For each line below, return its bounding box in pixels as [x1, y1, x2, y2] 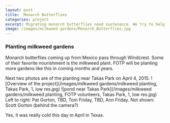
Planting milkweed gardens [5, 43, 74, 50]
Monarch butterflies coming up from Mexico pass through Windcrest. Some [5, 54, 164, 61]
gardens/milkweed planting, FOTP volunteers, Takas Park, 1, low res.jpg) [5, 91, 157, 98]
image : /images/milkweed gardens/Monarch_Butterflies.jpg [5, 26, 131, 32]
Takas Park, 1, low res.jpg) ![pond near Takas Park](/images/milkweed [5, 86, 152, 92]
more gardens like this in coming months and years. [5, 66, 114, 72]
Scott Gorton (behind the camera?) [5, 102, 78, 108]
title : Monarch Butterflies [5, 12, 67, 17]
